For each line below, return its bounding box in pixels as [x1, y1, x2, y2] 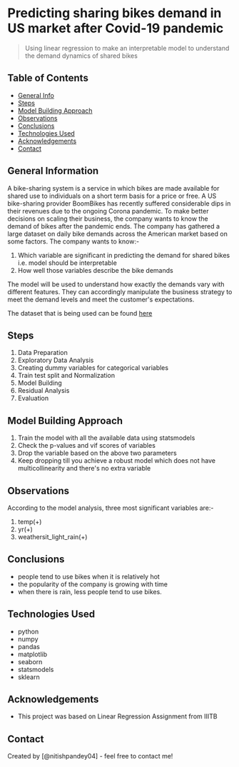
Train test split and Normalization [17, 371, 116, 380]
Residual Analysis [17, 386, 70, 395]
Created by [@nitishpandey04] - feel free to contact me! [7, 752, 173, 761]
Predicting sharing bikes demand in [7, 5, 222, 21]
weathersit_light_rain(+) [17, 533, 88, 541]
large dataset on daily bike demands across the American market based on [7, 229, 228, 238]
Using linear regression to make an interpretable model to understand [24, 44, 230, 52]
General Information [7, 165, 99, 177]
